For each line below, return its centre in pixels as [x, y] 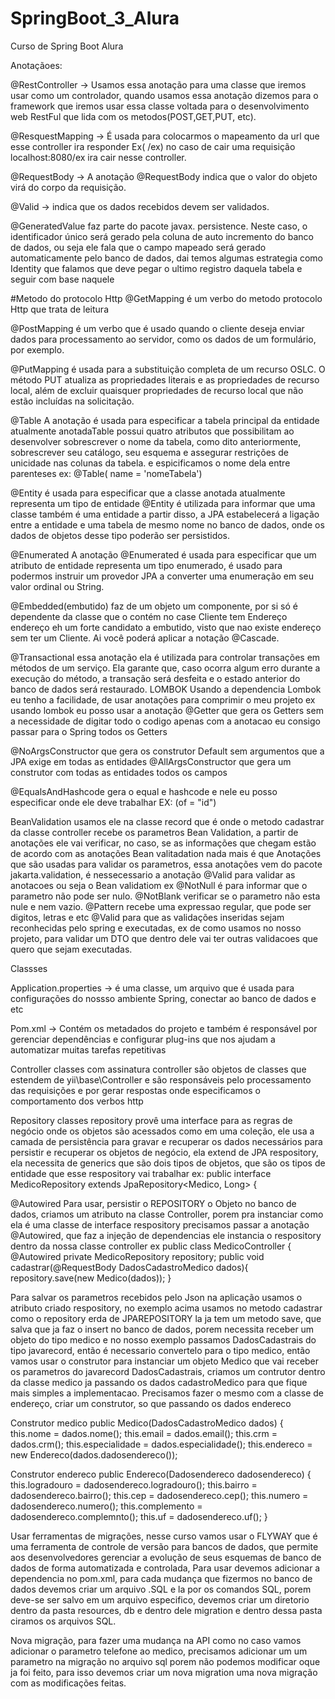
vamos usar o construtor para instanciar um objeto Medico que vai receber [165, 1361]
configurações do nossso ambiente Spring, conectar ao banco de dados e [163, 998]
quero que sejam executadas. [71, 949]
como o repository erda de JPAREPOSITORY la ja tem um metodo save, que [166, 1318]
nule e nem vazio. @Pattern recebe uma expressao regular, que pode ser [161, 906]
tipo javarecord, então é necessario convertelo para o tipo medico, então [160, 1350]
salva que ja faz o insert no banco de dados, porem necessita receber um [162, 1329]
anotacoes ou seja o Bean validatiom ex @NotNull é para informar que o [159, 885]
